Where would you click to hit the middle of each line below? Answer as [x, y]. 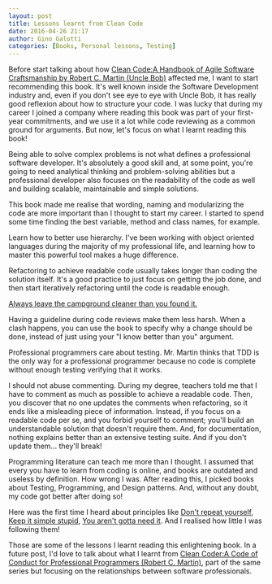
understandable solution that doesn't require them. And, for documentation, [135, 429]
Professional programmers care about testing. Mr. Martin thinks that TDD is [134, 353]
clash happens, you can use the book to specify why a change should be [131, 328]
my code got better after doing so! [66, 496]
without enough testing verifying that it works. [85, 370]
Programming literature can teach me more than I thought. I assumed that [131, 462]
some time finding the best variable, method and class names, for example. [134, 222]
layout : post [30, 16]
